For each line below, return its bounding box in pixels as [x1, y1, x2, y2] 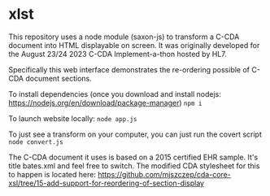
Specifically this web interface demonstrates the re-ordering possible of [8, 64, 250, 74]
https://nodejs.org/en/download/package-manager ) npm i [8, 98, 202, 107]
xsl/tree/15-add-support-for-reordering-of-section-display [8, 178, 205, 188]
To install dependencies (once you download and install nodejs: [8, 89, 221, 98]
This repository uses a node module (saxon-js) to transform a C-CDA [8, 32, 240, 41]
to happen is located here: [8, 169, 96, 179]
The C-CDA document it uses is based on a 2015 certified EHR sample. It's [8, 152, 259, 162]
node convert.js [8, 137, 63, 146]
